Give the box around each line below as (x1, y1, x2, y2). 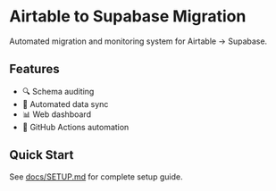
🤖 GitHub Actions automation (21, 121, 130, 132)
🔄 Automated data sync (21, 98, 109, 109)
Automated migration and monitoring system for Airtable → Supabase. (9, 36, 268, 46)
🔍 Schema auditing (21, 86, 95, 96)
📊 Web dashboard (21, 109, 92, 120)
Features (9, 62, 60, 77)
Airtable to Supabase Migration (9, 6, 247, 27)
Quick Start (9, 147, 74, 162)
